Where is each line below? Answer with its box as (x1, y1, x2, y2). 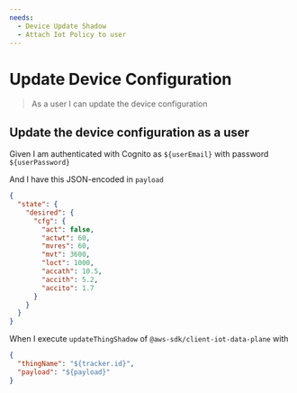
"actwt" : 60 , (41, 233, 91, 242)
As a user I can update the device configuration (31, 98, 208, 109)
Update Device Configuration (9, 69, 232, 89)
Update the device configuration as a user (9, 124, 250, 140)
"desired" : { (25, 208, 75, 217)
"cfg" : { (32, 216, 67, 225)
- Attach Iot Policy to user (17, 30, 127, 39)
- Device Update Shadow (17, 22, 106, 31)
